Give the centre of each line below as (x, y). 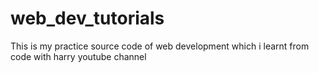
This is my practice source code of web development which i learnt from (160, 46)
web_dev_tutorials (87, 18)
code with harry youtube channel (78, 56)
